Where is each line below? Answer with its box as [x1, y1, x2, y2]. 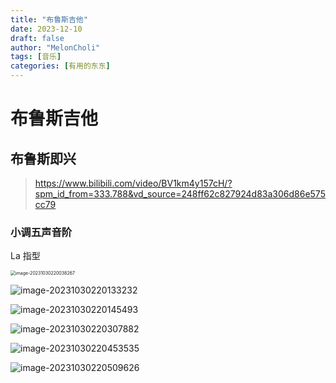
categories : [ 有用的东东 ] [10, 61, 111, 71]
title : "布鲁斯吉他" [10, 14, 88, 25]
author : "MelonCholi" [10, 42, 101, 53]
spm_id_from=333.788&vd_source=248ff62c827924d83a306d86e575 [34, 188, 326, 200]
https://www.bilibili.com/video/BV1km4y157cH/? [34, 177, 233, 189]
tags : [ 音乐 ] [10, 52, 62, 62]
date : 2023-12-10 [10, 24, 83, 34]
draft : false [10, 33, 65, 43]
